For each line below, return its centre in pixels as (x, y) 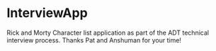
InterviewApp (47, 13)
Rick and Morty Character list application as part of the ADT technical (108, 33)
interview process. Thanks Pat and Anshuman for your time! (94, 40)
